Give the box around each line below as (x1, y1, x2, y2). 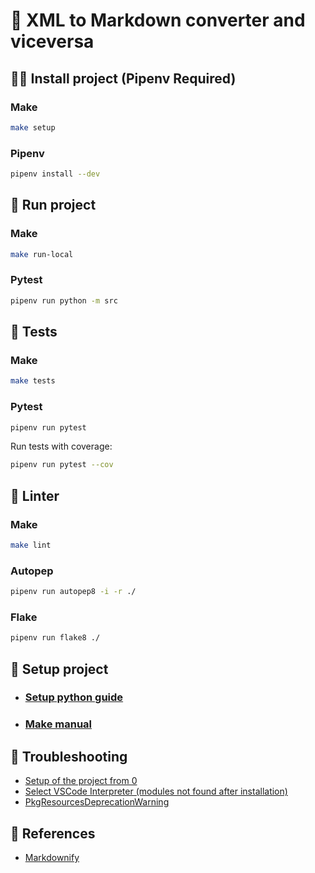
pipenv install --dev (10, 169, 101, 179)
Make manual (24, 717, 93, 731)
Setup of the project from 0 (24, 775, 138, 787)
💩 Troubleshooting (10, 748, 128, 765)
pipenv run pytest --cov (10, 460, 114, 470)
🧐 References (10, 825, 96, 842)
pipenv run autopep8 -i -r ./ (10, 587, 137, 597)
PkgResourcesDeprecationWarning (24, 796, 170, 808)
